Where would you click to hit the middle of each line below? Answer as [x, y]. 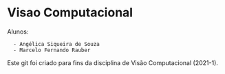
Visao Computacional [70, 13]
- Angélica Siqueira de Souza [56, 44]
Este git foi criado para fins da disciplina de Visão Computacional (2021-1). [113, 62]
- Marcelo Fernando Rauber [52, 50]
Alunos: [18, 32]
